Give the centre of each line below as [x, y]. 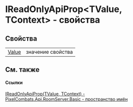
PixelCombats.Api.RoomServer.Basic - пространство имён [66, 99]
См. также [23, 70]
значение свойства [49, 52]
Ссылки [14, 82]
